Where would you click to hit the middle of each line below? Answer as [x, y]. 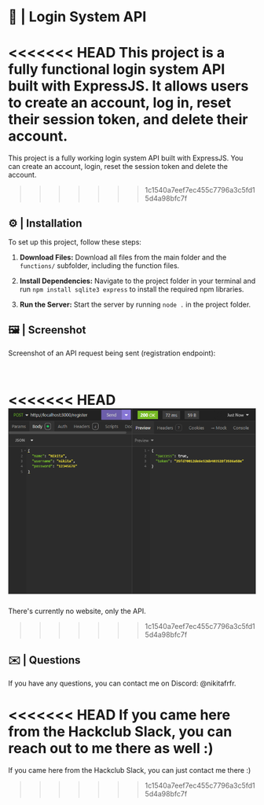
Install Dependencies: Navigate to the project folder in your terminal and [137, 281]
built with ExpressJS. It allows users [128, 86]
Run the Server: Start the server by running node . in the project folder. [135, 304]
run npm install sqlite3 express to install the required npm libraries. [132, 289]
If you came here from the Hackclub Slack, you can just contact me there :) [130, 770]
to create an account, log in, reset [120, 103]
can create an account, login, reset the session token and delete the [118, 167]
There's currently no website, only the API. [77, 611]
